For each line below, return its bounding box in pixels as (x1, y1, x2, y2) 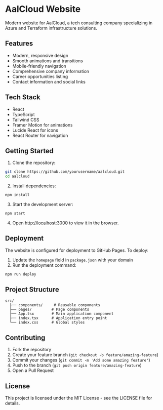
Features (5, 40, 33, 48)
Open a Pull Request (12, 368, 54, 373)
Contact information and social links (12, 79, 85, 84)
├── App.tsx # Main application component (9, 311, 114, 317)
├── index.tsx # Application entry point (9, 316, 107, 321)
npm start (5, 211, 26, 216)
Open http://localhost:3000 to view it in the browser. (12, 220, 119, 226)
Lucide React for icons (12, 127, 58, 133)
